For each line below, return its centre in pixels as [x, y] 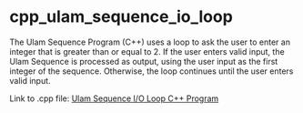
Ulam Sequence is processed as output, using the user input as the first [144, 61]
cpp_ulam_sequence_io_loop [121, 17]
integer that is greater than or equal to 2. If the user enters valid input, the [147, 51]
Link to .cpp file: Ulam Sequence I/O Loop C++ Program [114, 98]
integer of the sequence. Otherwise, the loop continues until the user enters [151, 71]
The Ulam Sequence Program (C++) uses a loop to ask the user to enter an [150, 42]
